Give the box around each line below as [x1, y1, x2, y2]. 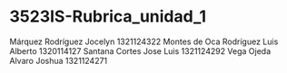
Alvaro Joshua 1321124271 [9, 55, 108, 66]
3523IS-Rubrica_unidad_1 [9, 6, 207, 27]
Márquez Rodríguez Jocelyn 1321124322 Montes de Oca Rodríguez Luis [9, 36, 279, 47]
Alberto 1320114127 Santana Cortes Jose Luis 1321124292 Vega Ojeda [9, 45, 272, 56]
